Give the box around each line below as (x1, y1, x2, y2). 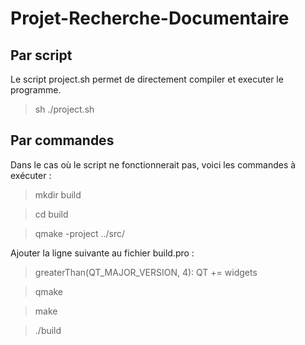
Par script (10, 47, 73, 64)
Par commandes (10, 132, 115, 149)
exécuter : (10, 169, 52, 181)
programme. (10, 84, 62, 96)
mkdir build (34, 188, 82, 201)
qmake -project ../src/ (34, 227, 126, 239)
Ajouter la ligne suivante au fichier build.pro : (10, 247, 195, 259)
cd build (34, 208, 69, 220)
